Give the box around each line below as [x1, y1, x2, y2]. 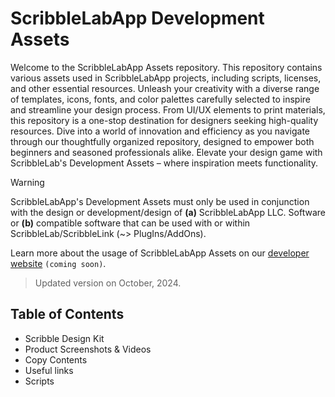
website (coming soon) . [10, 257, 107, 269]
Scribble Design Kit [24, 332, 105, 344]
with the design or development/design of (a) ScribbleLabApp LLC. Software [10, 206, 326, 218]
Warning [10, 176, 45, 188]
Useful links [24, 364, 74, 376]
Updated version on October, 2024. [34, 277, 182, 289]
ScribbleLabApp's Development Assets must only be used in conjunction [10, 195, 310, 207]
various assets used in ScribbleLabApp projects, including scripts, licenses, [10, 72, 322, 84]
